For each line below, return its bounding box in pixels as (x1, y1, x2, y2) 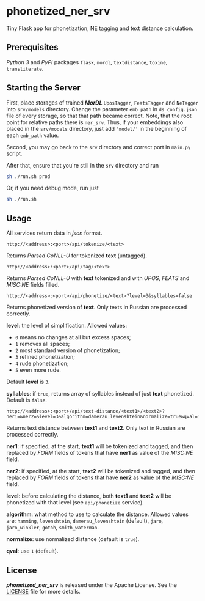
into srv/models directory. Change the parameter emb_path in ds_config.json (6, 105, 197, 112)
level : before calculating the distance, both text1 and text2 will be (6, 492, 172, 500)
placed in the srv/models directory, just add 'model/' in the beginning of (6, 125, 187, 132)
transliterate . (6, 65, 44, 72)
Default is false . (6, 396, 48, 404)
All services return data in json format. (6, 229, 103, 237)
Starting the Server (6, 83, 81, 93)
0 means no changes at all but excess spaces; (15, 334, 131, 341)
